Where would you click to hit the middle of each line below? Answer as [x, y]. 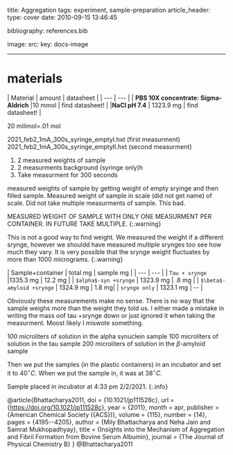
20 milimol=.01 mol [34, 126]
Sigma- [211, 98]
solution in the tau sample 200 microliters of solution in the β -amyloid [106, 344]
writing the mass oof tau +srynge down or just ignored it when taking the [111, 315]
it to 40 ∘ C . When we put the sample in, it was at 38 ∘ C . [85, 372]
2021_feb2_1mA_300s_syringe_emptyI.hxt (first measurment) [94, 139]
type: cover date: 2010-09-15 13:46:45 [62, 17]
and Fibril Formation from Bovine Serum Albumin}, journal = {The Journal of [115, 436]
